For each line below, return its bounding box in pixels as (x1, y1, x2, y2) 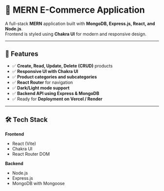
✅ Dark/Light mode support (12, 85, 70, 91)
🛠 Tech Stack (5, 116, 48, 124)
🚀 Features (5, 50, 39, 58)
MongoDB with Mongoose (12, 180, 65, 186)
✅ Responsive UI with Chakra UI (12, 68, 79, 74)
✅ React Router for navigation (12, 79, 73, 85)
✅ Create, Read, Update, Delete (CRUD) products (12, 63, 113, 69)
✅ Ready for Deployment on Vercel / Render (12, 95, 102, 102)
